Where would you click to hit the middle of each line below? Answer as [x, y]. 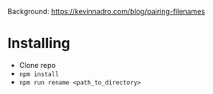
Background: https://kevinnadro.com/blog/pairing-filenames [106, 11]
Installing [39, 43]
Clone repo [37, 65]
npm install [39, 74]
